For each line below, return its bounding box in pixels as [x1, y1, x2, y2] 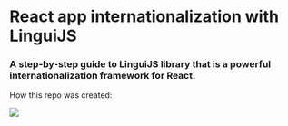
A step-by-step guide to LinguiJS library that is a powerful [9, 58, 272, 71]
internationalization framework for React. [9, 70, 196, 82]
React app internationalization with [9, 6, 280, 27]
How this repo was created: [9, 90, 113, 101]
